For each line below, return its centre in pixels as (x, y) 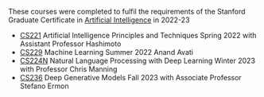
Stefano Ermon (44, 86)
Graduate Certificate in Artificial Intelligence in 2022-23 (99, 20)
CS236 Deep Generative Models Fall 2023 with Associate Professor (131, 78)
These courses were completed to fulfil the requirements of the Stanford (127, 12)
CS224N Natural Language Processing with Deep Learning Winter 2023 (138, 60)
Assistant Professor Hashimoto (70, 44)
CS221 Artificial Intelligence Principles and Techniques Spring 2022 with (138, 35)
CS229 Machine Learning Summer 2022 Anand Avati (106, 52)
